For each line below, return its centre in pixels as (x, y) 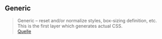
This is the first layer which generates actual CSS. (70, 26)
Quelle (24, 31)
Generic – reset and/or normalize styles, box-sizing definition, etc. (87, 20)
